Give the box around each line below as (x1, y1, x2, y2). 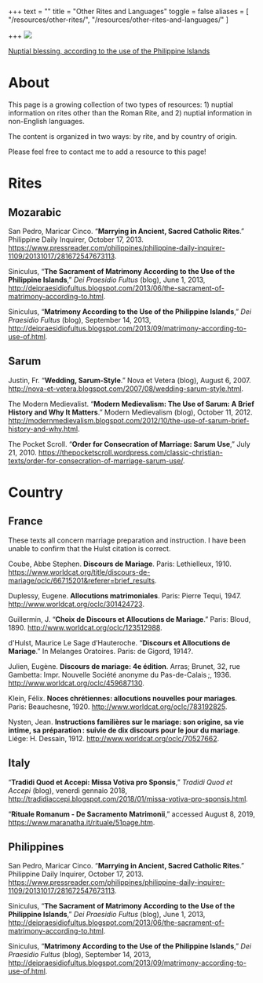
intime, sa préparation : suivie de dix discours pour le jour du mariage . (8, 725, 241, 735)
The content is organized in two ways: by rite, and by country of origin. (8, 131, 238, 141)
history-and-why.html (8, 424, 79, 433)
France (8, 514, 43, 528)
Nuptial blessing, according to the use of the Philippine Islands (8, 46, 210, 56)
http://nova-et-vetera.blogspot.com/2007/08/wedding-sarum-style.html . (8, 384, 244, 393)
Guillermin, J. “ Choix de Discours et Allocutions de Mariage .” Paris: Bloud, (8, 614, 251, 623)
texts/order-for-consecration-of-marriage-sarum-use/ (8, 455, 184, 466)
